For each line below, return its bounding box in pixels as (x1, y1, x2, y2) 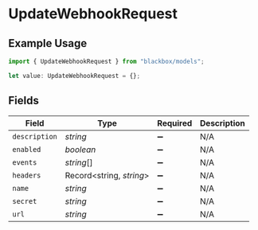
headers (12, 170, 41, 180)
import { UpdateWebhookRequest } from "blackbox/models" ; (8, 57, 205, 65)
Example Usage (8, 37, 88, 50)
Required (157, 117, 193, 128)
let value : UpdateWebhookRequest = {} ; (8, 72, 141, 80)
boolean (64, 144, 96, 155)
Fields (8, 94, 40, 107)
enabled (12, 145, 41, 154)
